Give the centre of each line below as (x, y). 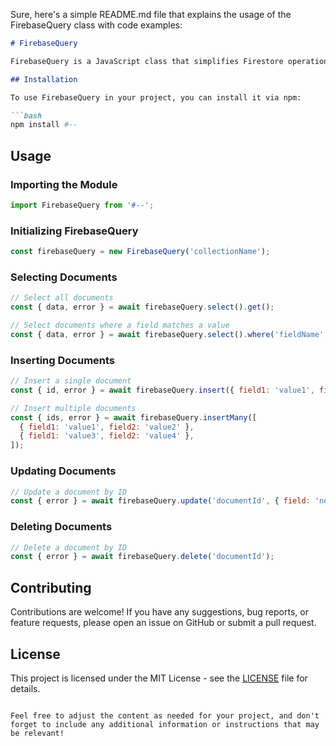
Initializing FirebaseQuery (74, 231)
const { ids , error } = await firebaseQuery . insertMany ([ (133, 417)
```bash (26, 115)
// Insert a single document (71, 381)
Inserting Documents (63, 360)
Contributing (51, 587)
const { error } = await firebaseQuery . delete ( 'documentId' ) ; (142, 557)
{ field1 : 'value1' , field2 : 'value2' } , (107, 427)
